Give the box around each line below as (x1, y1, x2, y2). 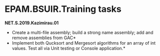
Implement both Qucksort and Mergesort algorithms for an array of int (11, 40, 156, 46)
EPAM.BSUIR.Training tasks (4, 3, 122, 15)
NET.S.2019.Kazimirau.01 (4, 20, 59, 26)
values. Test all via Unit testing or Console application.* (11, 45, 126, 51)
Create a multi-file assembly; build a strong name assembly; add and (11, 29, 154, 35)
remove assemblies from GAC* (11, 35, 76, 41)
